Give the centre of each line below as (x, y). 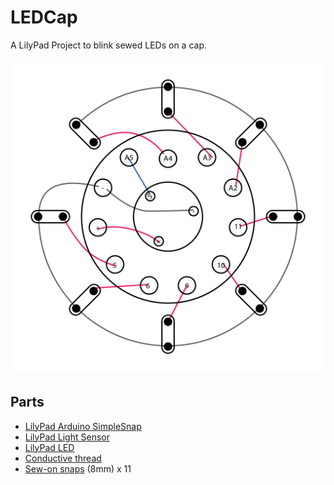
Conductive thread (63, 458)
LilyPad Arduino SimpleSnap (83, 426)
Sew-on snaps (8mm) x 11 (78, 468)
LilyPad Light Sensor (67, 437)
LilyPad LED (49, 447)
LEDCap (44, 17)
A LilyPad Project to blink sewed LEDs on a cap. (109, 45)
